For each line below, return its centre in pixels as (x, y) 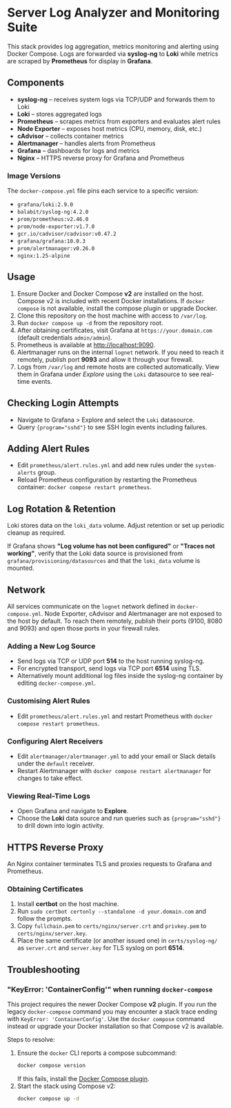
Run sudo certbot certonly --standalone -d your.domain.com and (112, 912)
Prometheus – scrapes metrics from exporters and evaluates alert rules (119, 121)
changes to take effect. (50, 778)
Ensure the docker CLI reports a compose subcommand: (97, 1053)
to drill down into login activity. (61, 825)
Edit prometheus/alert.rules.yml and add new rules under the (105, 465)
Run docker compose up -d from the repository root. (90, 322)
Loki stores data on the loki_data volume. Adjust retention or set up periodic (116, 526)
